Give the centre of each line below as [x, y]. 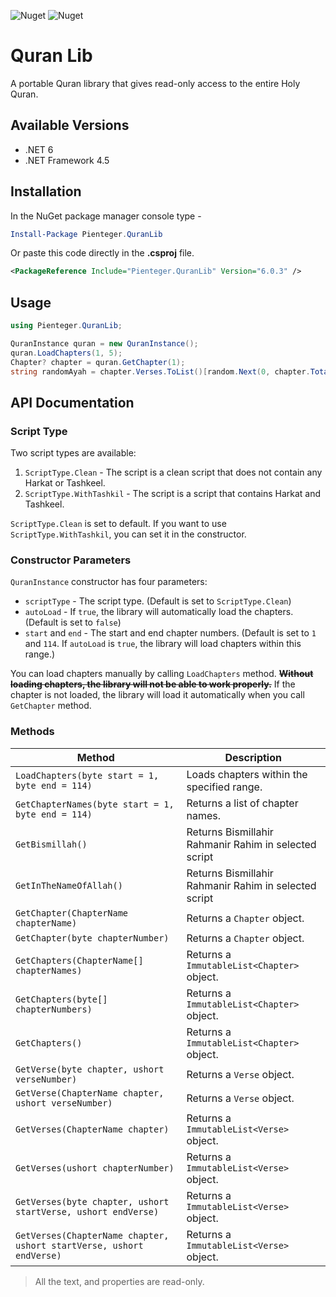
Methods [32, 732]
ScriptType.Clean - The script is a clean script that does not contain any [173, 472]
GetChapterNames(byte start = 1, [95, 804]
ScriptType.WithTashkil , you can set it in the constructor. [128, 534]
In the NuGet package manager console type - [106, 216]
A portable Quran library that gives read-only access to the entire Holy [155, 83]
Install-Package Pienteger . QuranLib [86, 234]
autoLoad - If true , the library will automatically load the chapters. [159, 612]
